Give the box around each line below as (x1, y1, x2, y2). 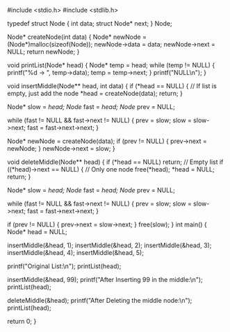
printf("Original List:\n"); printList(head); (7, 262, 122, 270)
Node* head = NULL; (7, 228, 67, 235)
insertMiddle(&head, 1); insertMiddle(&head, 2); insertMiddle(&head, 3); (7, 241, 212, 249)
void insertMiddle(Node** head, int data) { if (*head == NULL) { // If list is (7, 82, 217, 90)
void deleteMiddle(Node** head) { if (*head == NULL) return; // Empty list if (7, 158, 224, 166)
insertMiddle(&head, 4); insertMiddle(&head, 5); (7, 249, 145, 256)
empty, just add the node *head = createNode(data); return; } (7, 90, 183, 97)
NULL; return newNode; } (7, 48, 80, 56)
